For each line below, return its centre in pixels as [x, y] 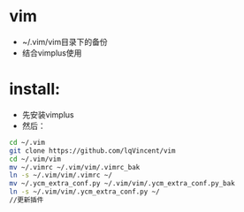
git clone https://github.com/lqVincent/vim [92, 151]
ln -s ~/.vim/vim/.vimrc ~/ [61, 175]
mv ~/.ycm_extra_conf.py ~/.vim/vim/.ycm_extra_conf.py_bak [122, 184]
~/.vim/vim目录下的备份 [65, 42]
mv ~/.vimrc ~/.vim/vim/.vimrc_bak [75, 167]
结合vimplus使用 [52, 53]
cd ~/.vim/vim [35, 159]
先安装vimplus [48, 114]
